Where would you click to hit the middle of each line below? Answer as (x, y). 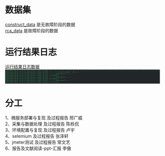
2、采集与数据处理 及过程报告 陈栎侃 (42, 124)
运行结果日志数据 (22, 67)
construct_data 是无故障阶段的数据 (40, 24)
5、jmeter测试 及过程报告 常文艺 (38, 142)
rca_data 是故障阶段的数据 (32, 30)
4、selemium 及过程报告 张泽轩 (37, 136)
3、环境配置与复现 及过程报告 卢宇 (40, 130)
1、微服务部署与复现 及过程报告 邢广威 (44, 118)
